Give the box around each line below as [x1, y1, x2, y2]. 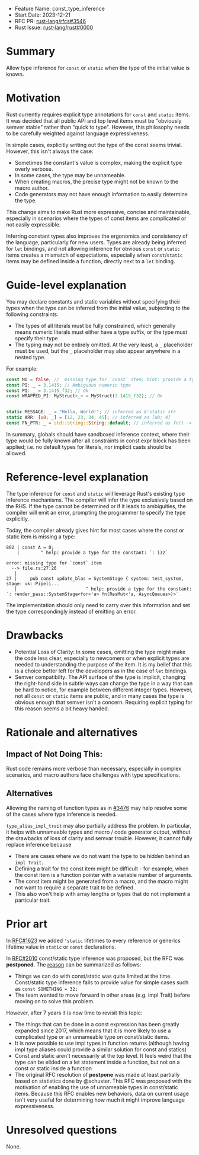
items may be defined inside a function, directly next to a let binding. [6, 257, 176, 264]
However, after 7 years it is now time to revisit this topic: [6, 1009, 143, 1016]
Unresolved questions [6, 1123, 117, 1137]
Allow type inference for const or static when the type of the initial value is [6, 64, 190, 71]
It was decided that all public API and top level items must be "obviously [6, 117, 182, 124]
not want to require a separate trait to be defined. [14, 883, 135, 891]
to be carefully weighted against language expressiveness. [6, 130, 150, 137]
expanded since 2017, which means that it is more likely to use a [14, 1027, 171, 1034]
